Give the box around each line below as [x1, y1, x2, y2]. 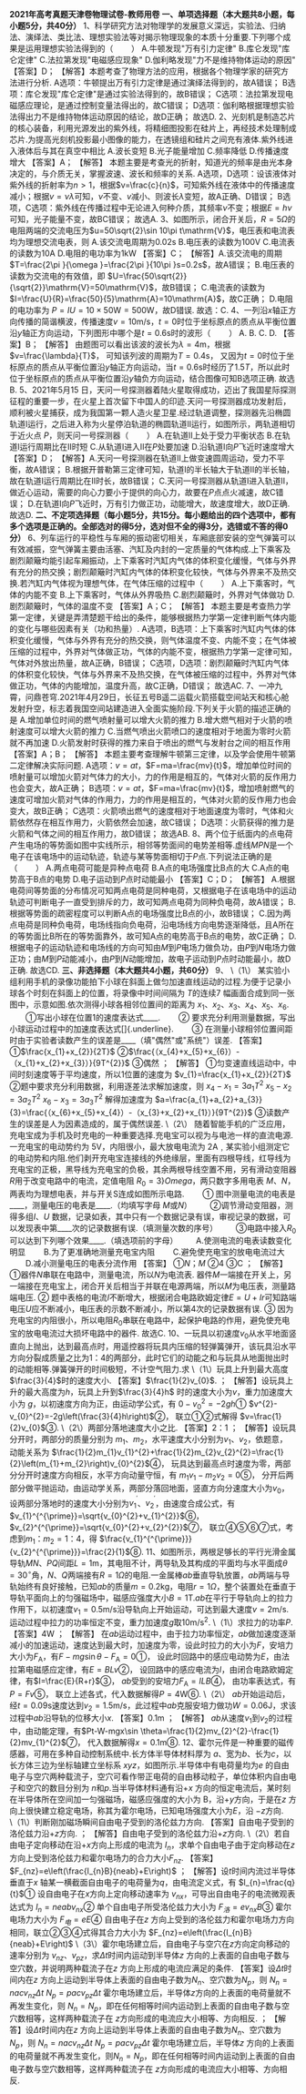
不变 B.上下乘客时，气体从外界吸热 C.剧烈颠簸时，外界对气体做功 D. [40, 589, 295, 600]
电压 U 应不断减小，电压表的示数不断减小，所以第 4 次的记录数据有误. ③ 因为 [9, 1304, 294, 1315]
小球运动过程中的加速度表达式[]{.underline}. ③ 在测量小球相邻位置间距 [9, 1023, 293, 1034]
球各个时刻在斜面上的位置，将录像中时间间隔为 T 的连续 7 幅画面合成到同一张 [9, 988, 295, 998]
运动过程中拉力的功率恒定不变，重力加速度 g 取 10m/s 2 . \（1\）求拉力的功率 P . [9, 1615, 293, 1628]
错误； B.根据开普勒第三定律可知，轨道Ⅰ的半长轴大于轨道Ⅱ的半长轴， [38, 464, 295, 474]
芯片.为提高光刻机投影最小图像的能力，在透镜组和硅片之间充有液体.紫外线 [9, 134, 286, 145]
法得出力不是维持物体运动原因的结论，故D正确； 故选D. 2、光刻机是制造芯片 [9, 111, 296, 122]
